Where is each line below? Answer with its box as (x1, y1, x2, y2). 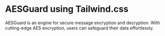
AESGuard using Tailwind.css (5, 3, 129, 15)
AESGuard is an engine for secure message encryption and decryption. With (5, 20, 160, 26)
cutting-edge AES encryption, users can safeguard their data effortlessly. (5, 25, 154, 31)
